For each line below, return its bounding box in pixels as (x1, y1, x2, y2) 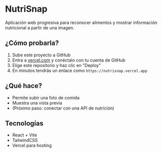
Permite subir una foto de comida (12, 94, 80, 101)
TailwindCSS (12, 137, 38, 143)
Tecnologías (5, 119, 44, 128)
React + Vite (12, 132, 38, 138)
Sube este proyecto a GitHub (12, 52, 71, 58)
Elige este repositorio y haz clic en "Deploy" (12, 62, 101, 68)
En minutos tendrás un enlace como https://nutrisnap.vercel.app (12, 67, 148, 73)
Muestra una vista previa (12, 100, 62, 106)
